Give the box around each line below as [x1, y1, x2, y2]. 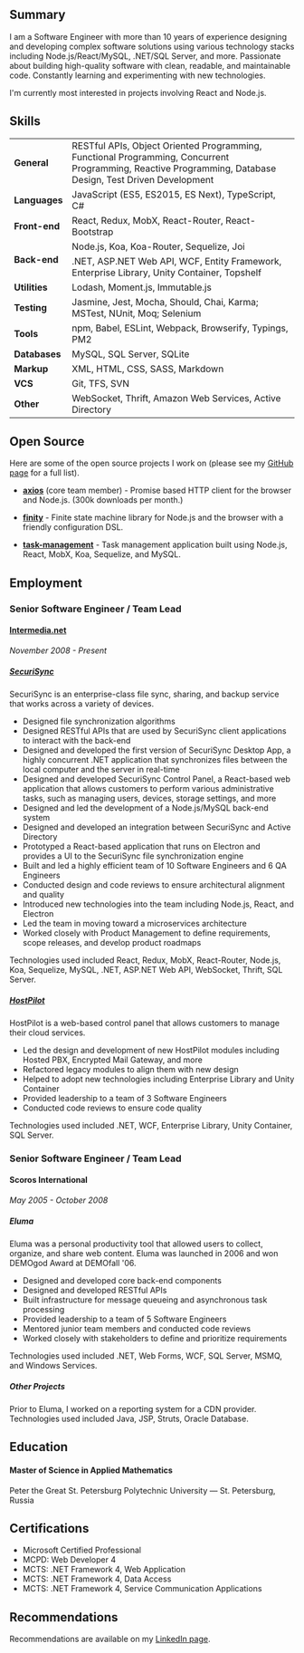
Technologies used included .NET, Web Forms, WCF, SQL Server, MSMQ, [9, 1350, 283, 1361]
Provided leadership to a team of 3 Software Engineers [22, 1092, 228, 1103]
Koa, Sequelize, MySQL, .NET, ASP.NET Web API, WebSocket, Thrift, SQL [9, 964, 283, 975]
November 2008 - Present [9, 645, 107, 656]
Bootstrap [71, 226, 114, 238]
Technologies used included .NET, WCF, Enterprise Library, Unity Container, [9, 1120, 293, 1130]
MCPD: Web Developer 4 [22, 1554, 116, 1565]
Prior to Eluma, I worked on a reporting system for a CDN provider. [9, 1403, 257, 1414]
